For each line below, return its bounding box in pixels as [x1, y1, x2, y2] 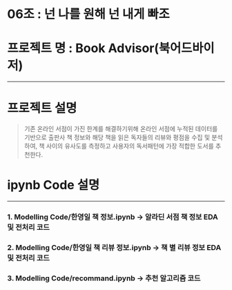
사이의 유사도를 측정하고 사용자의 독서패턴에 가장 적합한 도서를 [46, 142, 214, 151]
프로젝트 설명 [7, 101, 77, 116]
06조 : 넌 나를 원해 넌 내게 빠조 [7, 6, 171, 22]
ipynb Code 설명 [7, 177, 100, 193]
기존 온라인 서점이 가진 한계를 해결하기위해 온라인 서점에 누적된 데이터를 [23, 125, 218, 133]
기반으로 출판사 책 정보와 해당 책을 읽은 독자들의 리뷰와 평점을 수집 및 [23, 133, 211, 142]
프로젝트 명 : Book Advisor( [7, 41, 159, 56]
